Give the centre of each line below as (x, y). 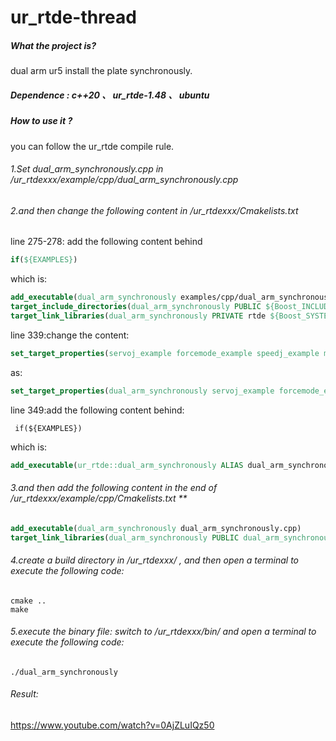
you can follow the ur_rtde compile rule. (92, 146)
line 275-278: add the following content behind (106, 242)
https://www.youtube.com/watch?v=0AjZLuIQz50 (112, 725)
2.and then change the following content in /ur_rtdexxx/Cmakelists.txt (154, 210)
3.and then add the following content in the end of (114, 488)
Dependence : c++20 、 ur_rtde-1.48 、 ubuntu (110, 95)
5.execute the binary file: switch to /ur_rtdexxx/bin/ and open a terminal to (163, 632)
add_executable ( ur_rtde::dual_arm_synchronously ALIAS (127, 465)
